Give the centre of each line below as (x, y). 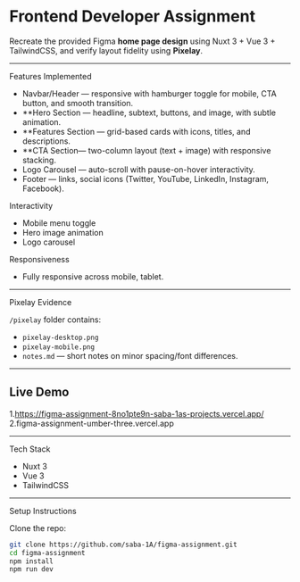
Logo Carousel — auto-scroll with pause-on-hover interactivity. (139, 169)
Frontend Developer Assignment (133, 17)
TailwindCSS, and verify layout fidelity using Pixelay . (106, 50)
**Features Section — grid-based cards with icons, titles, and (136, 131)
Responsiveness (39, 259)
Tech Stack (30, 449)
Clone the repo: (38, 528)
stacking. (39, 160)
